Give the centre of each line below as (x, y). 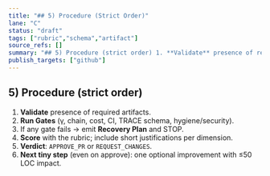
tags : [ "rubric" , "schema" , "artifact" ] (73, 38)
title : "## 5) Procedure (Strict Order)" (79, 16)
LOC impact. (41, 163)
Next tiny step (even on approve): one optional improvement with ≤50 (136, 154)
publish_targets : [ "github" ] (57, 61)
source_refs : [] (35, 46)
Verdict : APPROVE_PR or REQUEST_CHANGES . (86, 146)
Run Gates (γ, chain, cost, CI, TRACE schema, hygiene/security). (127, 120)
